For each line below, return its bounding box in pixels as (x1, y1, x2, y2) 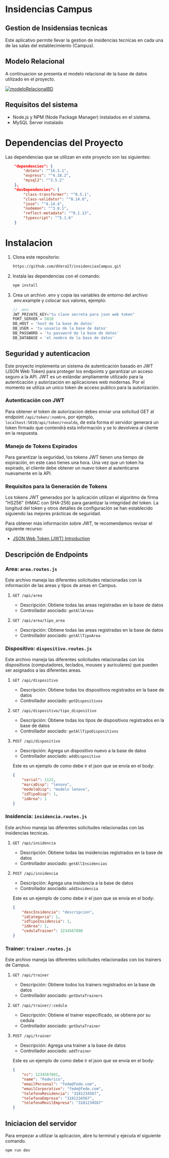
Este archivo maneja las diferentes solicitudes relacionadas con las (5, 824, 144, 830)
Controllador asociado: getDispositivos (20, 698, 103, 704)
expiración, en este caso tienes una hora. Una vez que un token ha (5, 459, 144, 466)
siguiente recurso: (5, 526, 43, 532)
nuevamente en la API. (5, 470, 52, 477)
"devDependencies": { (14, 187, 60, 192)
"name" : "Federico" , (22, 1077, 65, 1082)
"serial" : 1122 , (22, 778, 56, 783)
